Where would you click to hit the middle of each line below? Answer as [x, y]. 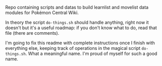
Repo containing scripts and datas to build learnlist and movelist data [77, 7]
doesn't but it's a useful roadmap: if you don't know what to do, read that [81, 28]
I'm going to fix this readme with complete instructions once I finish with [80, 43]
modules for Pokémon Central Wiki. [42, 13]
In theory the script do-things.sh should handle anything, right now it [77, 22]
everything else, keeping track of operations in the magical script [73, 48]
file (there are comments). [32, 33]
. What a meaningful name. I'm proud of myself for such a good [91, 53]
